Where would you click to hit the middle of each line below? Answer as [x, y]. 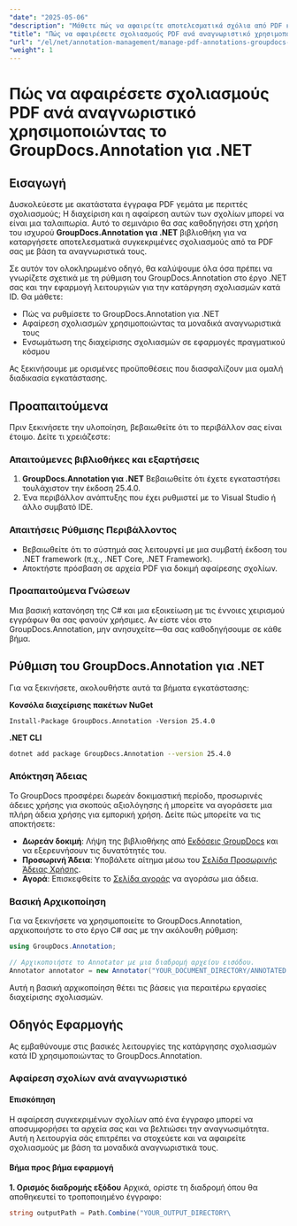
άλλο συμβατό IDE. [57, 507]
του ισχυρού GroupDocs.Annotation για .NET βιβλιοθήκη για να [128, 233]
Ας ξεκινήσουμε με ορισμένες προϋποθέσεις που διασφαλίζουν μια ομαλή [146, 369]
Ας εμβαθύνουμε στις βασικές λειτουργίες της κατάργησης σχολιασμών [143, 1046]
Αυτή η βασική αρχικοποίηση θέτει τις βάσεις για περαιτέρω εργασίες [138, 987]
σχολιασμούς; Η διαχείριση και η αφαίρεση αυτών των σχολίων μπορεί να [147, 214]
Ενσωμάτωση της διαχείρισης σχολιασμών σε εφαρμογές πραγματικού [153, 343]
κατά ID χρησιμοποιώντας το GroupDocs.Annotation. [106, 1055]
